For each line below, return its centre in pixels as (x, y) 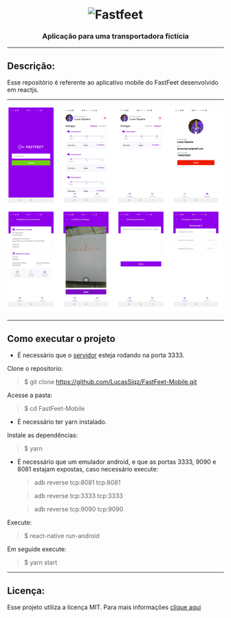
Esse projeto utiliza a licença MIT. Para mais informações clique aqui (104, 607)
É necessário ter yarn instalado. (62, 422)
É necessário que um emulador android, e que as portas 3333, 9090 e (117, 462)
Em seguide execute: (37, 549)
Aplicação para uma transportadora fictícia (115, 36)
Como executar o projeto (61, 338)
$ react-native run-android (62, 536)
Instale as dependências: (43, 435)
